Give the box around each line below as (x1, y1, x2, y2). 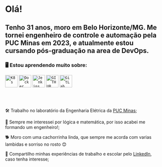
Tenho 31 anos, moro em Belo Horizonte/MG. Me (5, 23, 157, 32)
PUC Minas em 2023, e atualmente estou (5, 39, 134, 47)
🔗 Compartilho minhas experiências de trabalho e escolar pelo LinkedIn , (5, 151, 152, 157)
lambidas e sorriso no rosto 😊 (5, 141, 67, 147)
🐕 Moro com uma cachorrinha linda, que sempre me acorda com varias (5, 134, 152, 140)
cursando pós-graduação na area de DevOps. (5, 46, 149, 55)
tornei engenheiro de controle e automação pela (5, 31, 157, 39)
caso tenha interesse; (5, 156, 50, 162)
